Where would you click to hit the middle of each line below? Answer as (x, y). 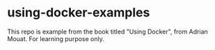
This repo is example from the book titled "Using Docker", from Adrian (108, 32)
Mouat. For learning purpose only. (56, 38)
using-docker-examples (79, 13)
